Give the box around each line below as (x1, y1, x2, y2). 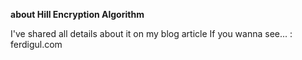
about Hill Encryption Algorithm (10, 9, 145, 20)
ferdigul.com (10, 39, 63, 50)
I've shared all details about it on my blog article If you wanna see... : (10, 28, 293, 39)
